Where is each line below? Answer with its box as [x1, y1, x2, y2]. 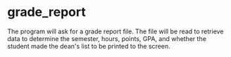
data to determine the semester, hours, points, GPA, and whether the [7, 34, 206, 42]
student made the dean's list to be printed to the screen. [7, 42, 170, 50]
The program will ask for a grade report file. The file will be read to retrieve [7, 27, 224, 35]
